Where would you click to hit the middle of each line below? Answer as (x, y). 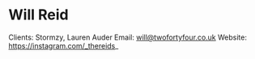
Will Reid (38, 15)
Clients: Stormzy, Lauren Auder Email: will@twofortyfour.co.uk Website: (127, 37)
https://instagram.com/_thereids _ (64, 45)
